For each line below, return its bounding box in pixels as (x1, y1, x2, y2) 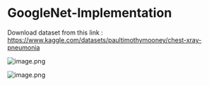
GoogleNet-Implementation (7, 5, 172, 21)
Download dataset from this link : (7, 28, 104, 37)
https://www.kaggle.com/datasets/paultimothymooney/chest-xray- (7, 35, 202, 44)
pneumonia (7, 43, 40, 51)
